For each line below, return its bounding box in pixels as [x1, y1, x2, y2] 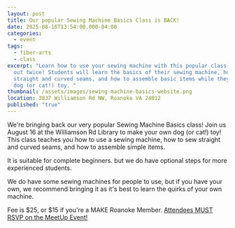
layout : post [7, 10, 45, 17]
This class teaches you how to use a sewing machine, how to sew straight [7, 135, 221, 143]
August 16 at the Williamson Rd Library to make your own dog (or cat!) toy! [7, 127, 222, 136]
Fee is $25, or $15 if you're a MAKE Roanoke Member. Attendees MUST [7, 206, 213, 214]
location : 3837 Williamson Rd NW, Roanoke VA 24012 [7, 95, 161, 102]
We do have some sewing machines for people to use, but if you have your [7, 177, 222, 185]
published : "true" [7, 101, 61, 108]
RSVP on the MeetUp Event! [7, 213, 88, 221]
